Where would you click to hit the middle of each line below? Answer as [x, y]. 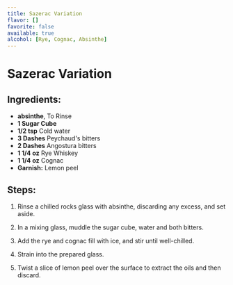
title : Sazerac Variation [45, 14]
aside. [26, 213]
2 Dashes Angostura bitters [57, 146]
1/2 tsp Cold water [44, 131]
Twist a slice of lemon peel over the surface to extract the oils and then [119, 268]
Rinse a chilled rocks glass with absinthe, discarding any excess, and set [121, 206]
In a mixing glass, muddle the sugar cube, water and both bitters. [110, 227]
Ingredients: [34, 99]
